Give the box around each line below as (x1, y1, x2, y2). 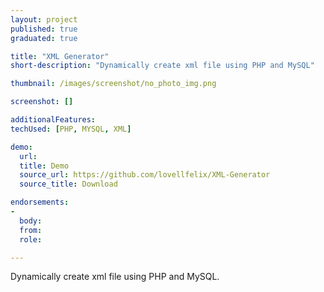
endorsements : (10, 197, 70, 208)
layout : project (10, 14, 78, 25)
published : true (10, 24, 78, 34)
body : (19, 216, 43, 226)
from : (19, 225, 43, 235)
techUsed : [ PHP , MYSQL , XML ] (10, 124, 132, 134)
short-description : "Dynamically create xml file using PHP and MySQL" (10, 61, 315, 71)
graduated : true (10, 33, 78, 43)
